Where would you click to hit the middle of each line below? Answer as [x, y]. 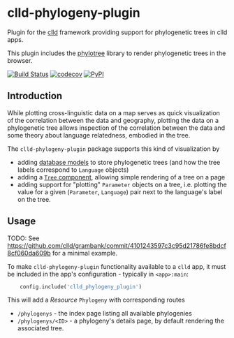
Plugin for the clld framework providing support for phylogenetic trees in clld [117, 32]
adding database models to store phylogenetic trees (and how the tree [119, 162]
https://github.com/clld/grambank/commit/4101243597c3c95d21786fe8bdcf [117, 245]
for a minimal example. [85, 253]
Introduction [35, 96]
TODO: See [23, 238]
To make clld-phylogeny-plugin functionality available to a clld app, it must [117, 266]
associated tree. [41, 328]
